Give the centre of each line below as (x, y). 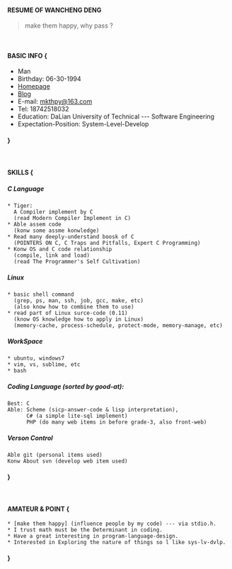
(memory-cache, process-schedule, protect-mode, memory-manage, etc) (118, 326)
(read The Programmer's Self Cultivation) (77, 262)
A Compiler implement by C (53, 212)
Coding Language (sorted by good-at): (66, 386)
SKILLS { (21, 172)
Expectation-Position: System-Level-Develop (83, 124)
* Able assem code (34, 225)
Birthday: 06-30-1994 (49, 79)
